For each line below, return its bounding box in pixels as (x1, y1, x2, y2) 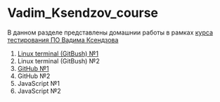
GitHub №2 (17, 72, 51, 80)
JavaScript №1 (17, 79, 60, 87)
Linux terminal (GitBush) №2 (17, 56, 100, 65)
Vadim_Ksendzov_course (7, 5, 159, 21)
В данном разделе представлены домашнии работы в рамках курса (7, 28, 213, 37)
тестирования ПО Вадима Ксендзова (7, 35, 119, 44)
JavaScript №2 (17, 87, 61, 95)
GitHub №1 (17, 64, 49, 72)
